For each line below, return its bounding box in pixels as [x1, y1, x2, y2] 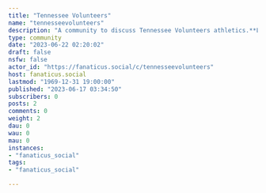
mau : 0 [8, 136, 30, 145]
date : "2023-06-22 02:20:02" [8, 41, 104, 49]
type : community [8, 33, 62, 42]
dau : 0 [8, 122, 30, 130]
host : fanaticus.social [8, 70, 87, 78]
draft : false [8, 48, 51, 56]
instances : [8, 144, 44, 152]
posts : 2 [8, 100, 37, 108]
